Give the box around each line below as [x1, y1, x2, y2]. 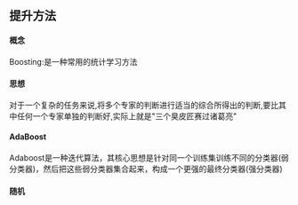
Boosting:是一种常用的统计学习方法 [9, 56, 138, 67]
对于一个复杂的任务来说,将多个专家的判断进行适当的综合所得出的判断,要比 [9, 99, 279, 110]
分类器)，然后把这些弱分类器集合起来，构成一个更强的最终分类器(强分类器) [9, 163, 283, 174]
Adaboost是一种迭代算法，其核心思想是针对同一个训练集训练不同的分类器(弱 [9, 153, 289, 162]
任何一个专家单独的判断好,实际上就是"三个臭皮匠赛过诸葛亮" [16, 110, 238, 122]
